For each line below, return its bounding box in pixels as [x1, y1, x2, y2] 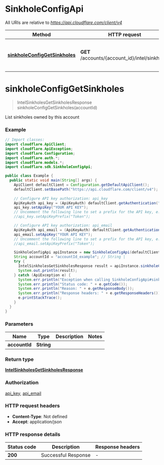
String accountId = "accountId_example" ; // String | [14, 255, 125, 260]
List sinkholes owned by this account [5, 114, 80, 120]
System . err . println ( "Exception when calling [18, 277, 110, 282]
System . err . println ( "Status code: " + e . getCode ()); [18, 282, 128, 286]
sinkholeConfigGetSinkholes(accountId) [17, 104, 98, 110]
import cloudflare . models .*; [5, 160, 64, 165]
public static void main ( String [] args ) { [9, 178, 97, 183]
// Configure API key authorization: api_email [14, 223, 112, 228]
